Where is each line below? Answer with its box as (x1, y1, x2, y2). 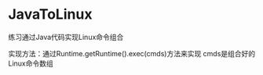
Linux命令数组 (8, 59, 53, 68)
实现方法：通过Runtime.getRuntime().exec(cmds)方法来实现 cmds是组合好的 (8, 48, 256, 58)
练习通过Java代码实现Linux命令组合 (8, 32, 124, 41)
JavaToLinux (8, 5, 93, 23)
